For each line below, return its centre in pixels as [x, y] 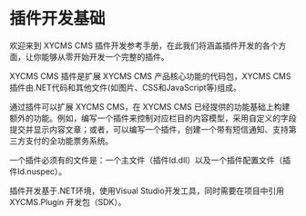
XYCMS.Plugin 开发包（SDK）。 [68, 201]
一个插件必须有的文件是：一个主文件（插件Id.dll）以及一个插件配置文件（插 [150, 160]
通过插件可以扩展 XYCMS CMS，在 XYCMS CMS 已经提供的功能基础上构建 [150, 106]
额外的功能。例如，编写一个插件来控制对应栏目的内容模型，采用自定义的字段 [153, 118]
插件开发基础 [58, 19]
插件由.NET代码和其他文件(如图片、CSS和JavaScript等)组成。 [125, 87]
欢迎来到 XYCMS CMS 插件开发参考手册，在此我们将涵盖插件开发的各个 [144, 45]
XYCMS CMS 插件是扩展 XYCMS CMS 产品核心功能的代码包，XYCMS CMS [150, 76]
